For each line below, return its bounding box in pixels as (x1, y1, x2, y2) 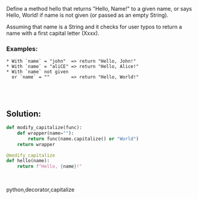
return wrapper (17, 141, 56, 147)
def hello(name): (6, 158, 50, 164)
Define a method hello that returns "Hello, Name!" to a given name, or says (6, 5, 192, 12)
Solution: (6, 109, 41, 119)
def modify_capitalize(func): (6, 125, 83, 131)
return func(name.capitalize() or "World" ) (28, 136, 139, 142)
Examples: (6, 45, 38, 53)
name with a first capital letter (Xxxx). (6, 30, 100, 37)
